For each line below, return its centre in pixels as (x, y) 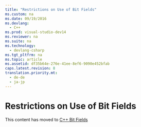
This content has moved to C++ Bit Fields (46, 119)
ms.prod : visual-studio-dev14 (36, 32)
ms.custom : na (19, 14)
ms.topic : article (24, 59)
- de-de (17, 77)
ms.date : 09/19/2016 (26, 18)
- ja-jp (17, 82)
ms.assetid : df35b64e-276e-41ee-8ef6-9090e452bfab (57, 64)
